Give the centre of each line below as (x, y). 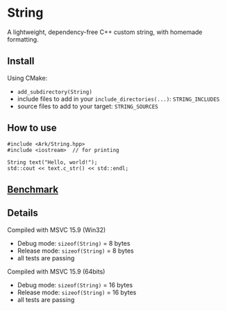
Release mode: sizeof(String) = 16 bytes (77, 292)
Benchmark (33, 189)
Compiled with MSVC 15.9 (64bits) (56, 271)
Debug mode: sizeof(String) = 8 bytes (74, 243)
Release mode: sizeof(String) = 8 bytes (75, 251)
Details (23, 213)
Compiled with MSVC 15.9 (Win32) (57, 230)
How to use (32, 128)
